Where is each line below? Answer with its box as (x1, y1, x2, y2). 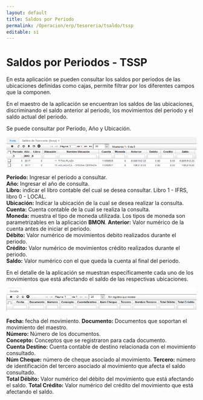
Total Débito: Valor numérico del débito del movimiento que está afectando (6, 375, 195, 382)
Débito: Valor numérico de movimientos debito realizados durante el (6, 232, 176, 238)
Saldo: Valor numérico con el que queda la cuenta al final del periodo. (6, 257, 181, 264)
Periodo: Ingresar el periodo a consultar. (6, 174, 108, 181)
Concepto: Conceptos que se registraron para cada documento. (6, 336, 167, 344)
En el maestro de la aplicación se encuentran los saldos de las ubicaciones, (6, 100, 195, 108)
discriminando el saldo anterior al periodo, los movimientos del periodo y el (6, 107, 193, 114)
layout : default (6, 10, 47, 16)
